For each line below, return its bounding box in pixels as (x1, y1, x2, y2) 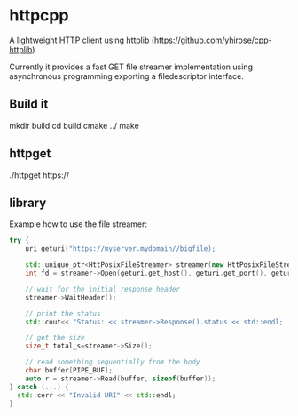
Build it (9, 97, 49, 112)
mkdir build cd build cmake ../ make (9, 120, 139, 131)
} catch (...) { (9, 382, 69, 391)
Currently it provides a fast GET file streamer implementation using (9, 61, 253, 72)
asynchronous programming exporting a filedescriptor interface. (9, 70, 244, 81)
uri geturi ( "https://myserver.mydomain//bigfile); (25, 244, 216, 253)
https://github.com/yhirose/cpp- (153, 35, 272, 45)
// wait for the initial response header (25, 284, 180, 293)
